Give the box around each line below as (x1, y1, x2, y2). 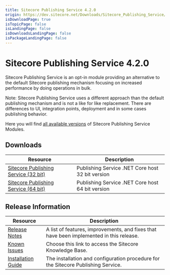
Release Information (5, 203, 71, 211)
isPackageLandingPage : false (5, 36, 67, 41)
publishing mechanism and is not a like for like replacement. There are (5, 100, 152, 106)
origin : (5, 12, 22, 17)
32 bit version (76, 171, 110, 178)
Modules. (5, 126, 25, 132)
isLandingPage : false (5, 26, 51, 31)
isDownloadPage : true (5, 17, 51, 22)
